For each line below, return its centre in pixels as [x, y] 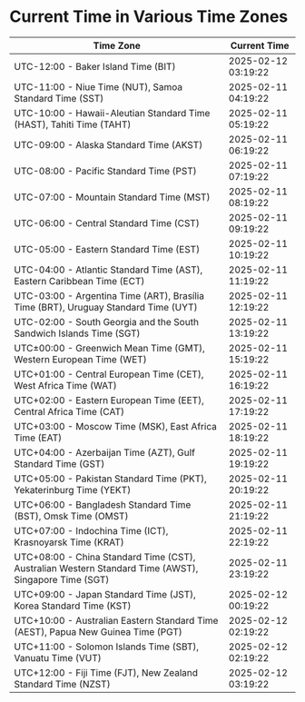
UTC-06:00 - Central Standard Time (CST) [107, 222]
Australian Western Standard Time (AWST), [106, 568]
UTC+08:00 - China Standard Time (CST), [105, 557]
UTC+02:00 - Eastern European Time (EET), [109, 400]
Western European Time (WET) [80, 359]
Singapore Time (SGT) [62, 579]
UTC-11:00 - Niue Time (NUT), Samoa [98, 86]
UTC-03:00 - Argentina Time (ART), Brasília [109, 295]
